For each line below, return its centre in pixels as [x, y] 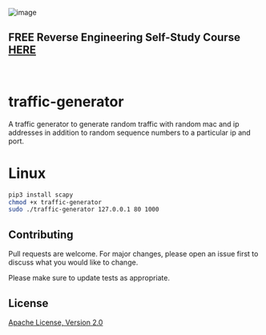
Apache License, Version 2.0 [56, 322]
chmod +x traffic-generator [55, 202]
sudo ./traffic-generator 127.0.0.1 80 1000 [84, 210]
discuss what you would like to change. [73, 262]
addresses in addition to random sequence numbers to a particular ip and [129, 132]
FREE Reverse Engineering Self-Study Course [124, 37]
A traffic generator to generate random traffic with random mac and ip [124, 123]
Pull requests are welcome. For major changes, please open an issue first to [133, 254]
